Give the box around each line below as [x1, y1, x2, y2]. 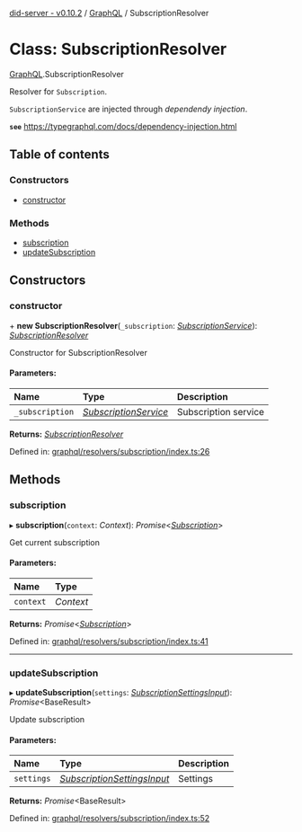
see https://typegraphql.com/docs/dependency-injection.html [9, 120, 237, 131]
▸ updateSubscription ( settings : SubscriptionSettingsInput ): [9, 687, 233, 697]
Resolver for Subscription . [9, 85, 108, 97]
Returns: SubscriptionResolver [9, 429, 124, 439]
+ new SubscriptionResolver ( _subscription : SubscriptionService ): [9, 320, 258, 331]
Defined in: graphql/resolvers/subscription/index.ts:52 [9, 813, 210, 824]
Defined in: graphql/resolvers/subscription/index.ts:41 [9, 635, 209, 646]
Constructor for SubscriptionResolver [9, 347, 148, 358]
